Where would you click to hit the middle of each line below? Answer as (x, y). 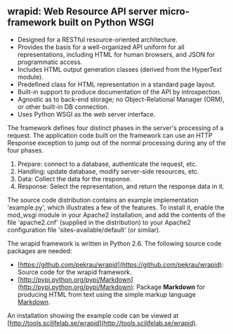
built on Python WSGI (106, 23)
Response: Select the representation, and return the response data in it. (121, 186)
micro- (175, 12)
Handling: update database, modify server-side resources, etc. (108, 171)
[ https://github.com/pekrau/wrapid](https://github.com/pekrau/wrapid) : (121, 264)
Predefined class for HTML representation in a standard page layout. (116, 84)
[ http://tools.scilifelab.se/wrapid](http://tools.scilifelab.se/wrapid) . (102, 323)
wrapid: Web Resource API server (82, 12)
